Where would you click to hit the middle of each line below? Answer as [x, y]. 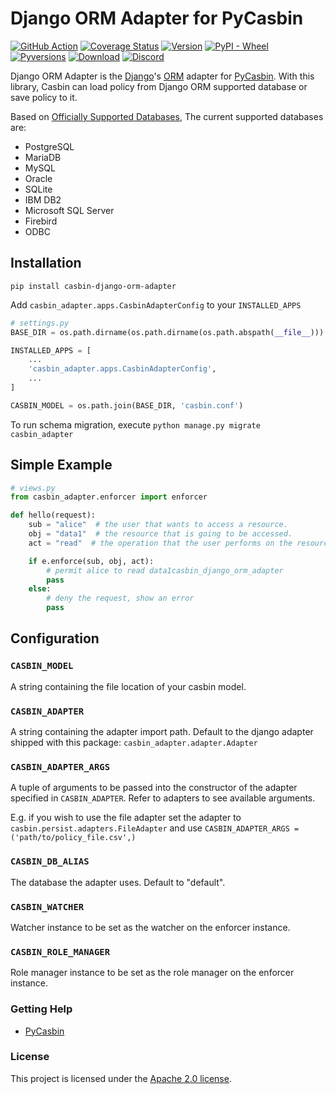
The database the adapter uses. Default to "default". [118, 882]
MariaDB [43, 157]
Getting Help [41, 1009]
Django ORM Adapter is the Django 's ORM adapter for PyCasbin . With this [162, 76]
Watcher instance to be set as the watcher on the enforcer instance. [150, 927]
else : [40, 589]
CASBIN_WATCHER [47, 906]
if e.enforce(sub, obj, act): [91, 561]
